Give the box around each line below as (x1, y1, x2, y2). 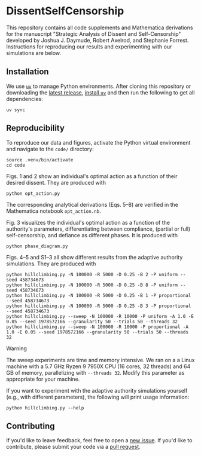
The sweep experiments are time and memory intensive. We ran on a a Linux (6, 356, 195, 363)
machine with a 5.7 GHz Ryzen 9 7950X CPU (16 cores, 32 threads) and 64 (6, 363, 191, 370)
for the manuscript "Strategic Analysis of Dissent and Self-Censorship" (6, 30, 181, 37)
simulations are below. (6, 49, 62, 56)
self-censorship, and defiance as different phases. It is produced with (6, 231, 178, 238)
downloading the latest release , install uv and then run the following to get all (6, 88, 195, 96)
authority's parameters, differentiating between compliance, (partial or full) (6, 225, 191, 232)
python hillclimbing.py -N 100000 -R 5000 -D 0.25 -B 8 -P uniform (6, 282, 178, 288)
